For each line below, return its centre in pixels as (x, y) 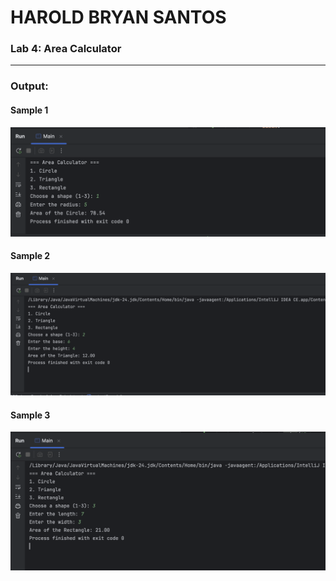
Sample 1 (29, 110)
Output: (29, 86)
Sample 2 (30, 256)
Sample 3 (30, 415)
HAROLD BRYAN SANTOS (118, 17)
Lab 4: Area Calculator (66, 49)
